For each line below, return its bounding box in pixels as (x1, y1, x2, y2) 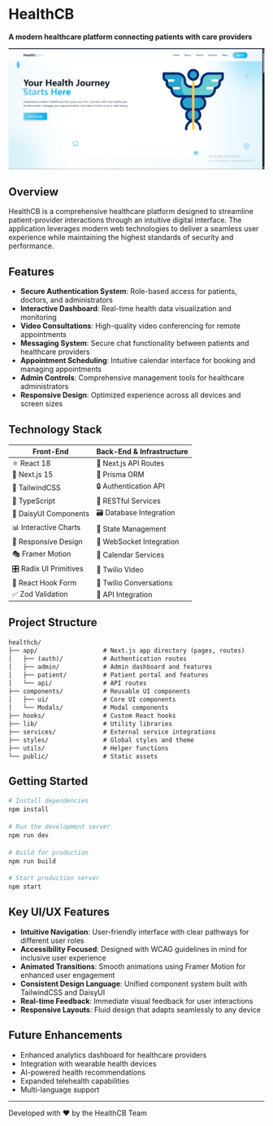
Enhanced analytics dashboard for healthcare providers (19, 1049, 207, 1059)
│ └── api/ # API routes (8, 679, 148, 687)
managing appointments (19, 364, 102, 375)
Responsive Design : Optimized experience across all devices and (19, 390, 241, 400)
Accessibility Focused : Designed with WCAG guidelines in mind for (19, 944, 248, 953)
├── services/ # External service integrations (8, 728, 217, 736)
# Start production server (8, 874, 100, 883)
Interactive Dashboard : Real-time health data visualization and (19, 304, 232, 313)
